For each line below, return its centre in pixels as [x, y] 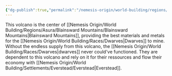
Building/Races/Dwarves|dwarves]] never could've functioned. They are [81, 52]
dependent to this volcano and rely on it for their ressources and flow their [84, 57]
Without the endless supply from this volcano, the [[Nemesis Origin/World [83, 46]
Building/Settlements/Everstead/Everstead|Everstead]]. [63, 68]
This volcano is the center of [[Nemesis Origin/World [61, 24]
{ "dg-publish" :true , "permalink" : [41, 10]
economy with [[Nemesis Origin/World [46, 62]
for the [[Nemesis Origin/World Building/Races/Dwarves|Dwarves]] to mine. [85, 41]
